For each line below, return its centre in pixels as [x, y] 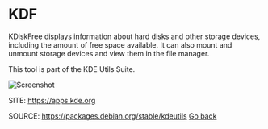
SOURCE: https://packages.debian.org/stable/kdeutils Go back [113, 116]
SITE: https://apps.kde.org [52, 100]
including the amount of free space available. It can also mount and [120, 44]
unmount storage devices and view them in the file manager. [109, 53]
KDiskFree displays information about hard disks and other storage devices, [134, 36]
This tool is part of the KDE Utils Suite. [72, 69]
